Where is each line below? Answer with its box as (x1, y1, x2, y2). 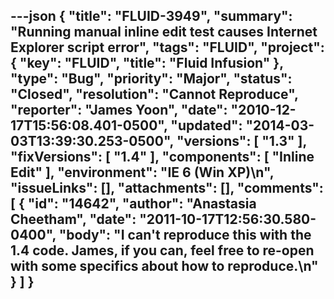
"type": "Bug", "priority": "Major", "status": (10, 70, 293, 88)
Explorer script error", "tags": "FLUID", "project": (10, 39, 325, 56)
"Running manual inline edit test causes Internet (10, 24, 318, 41)
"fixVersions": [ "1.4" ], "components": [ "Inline (10, 149, 315, 166)
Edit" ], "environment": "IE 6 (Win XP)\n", (10, 164, 275, 181)
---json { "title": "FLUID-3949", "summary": (10, 8, 293, 25)
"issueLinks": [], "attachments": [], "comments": (10, 180, 324, 197)
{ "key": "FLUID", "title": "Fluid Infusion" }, (10, 55, 284, 72)
